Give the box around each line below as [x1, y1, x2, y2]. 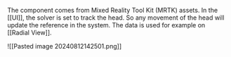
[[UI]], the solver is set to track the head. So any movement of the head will [7, 13, 225, 22]
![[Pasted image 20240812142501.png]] [7, 42, 121, 50]
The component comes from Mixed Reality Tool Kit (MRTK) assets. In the [7, 6, 218, 14]
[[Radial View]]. [7, 28, 52, 37]
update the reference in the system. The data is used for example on [7, 21, 206, 29]
